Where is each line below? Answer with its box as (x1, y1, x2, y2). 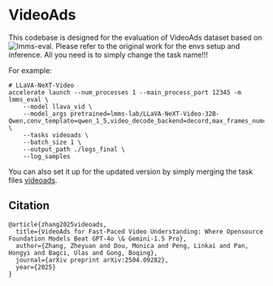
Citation (8, 199, 50, 213)
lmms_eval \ (8, 95, 49, 103)
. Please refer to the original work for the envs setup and (51, 41, 240, 50)
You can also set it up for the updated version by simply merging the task (8, 167, 253, 176)
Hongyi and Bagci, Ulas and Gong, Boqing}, (8, 249, 158, 257)
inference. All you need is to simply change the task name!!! (8, 50, 209, 59)
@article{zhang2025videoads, (8, 220, 107, 228)
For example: (8, 65, 53, 75)
